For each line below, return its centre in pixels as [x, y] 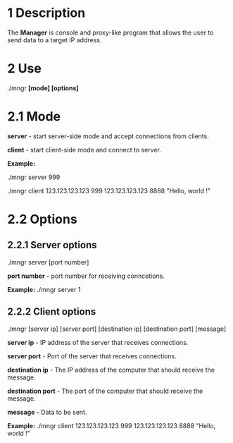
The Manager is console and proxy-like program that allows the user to [111, 32]
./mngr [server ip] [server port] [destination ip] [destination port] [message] [117, 329]
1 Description [46, 13]
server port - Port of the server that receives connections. [92, 356]
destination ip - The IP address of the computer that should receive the [111, 370]
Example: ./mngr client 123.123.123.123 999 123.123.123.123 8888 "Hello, [112, 425]
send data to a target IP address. [55, 40]
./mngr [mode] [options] [43, 88]
